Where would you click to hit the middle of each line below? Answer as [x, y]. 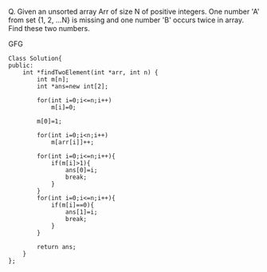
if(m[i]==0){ [72, 205]
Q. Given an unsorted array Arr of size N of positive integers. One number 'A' [134, 12]
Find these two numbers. [49, 28]
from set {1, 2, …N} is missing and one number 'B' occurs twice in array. [126, 20]
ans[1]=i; [81, 212]
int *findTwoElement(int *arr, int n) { [90, 73]
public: [21, 65]
